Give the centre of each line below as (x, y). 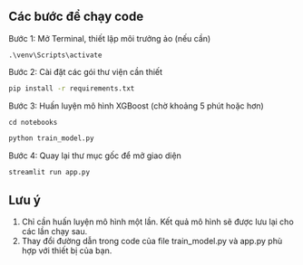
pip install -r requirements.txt (72, 88)
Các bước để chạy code (76, 17)
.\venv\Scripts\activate (55, 55)
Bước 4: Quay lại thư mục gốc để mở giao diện (95, 156)
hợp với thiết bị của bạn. (67, 251)
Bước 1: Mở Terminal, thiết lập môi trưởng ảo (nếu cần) (110, 38)
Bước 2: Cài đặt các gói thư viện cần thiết (86, 71)
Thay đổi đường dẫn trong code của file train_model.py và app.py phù (152, 241)
